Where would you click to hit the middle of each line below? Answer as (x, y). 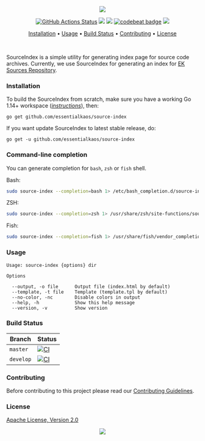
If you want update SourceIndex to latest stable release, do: (81, 128)
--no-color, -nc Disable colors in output (76, 297)
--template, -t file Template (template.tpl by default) (90, 292)
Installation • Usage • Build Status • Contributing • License (103, 33)
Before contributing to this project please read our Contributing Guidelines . (100, 391)
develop (20, 359)
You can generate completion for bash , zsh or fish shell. (76, 168)
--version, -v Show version (60, 308)
